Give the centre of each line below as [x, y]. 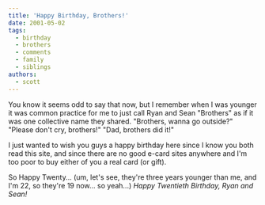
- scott [28, 82]
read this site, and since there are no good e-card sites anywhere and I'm [128, 153]
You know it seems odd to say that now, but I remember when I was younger [132, 104]
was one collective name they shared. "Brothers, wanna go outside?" [121, 121]
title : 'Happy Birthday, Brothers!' [68, 15]
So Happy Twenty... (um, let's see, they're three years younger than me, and [132, 177]
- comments [33, 52]
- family [30, 60]
